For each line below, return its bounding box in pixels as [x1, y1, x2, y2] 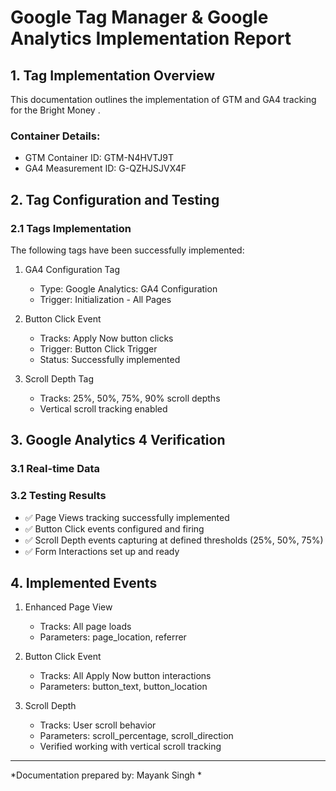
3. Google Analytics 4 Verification [10, 432, 226, 449]
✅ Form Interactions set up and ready [24, 545, 180, 557]
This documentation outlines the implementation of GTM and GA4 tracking [10, 94, 317, 105]
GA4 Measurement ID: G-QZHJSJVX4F [24, 162, 187, 175]
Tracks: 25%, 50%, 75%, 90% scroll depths [39, 392, 221, 404]
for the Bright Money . [10, 104, 101, 116]
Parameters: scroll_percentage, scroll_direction [39, 730, 234, 742]
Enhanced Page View [24, 601, 113, 613]
